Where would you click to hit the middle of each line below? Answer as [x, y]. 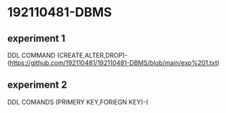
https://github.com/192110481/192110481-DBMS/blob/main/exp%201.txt [113, 63]
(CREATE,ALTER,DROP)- [93, 55]
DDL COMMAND [31, 55]
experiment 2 [37, 85]
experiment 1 [36, 38]
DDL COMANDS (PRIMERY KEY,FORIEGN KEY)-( [78, 102]
